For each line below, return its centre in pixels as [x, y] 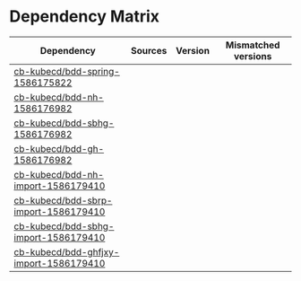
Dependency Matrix [84, 17]
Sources [149, 50]
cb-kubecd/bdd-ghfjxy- [67, 251]
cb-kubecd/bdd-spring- [67, 71]
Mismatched [253, 45]
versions [253, 56]
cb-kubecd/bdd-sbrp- [63, 200]
